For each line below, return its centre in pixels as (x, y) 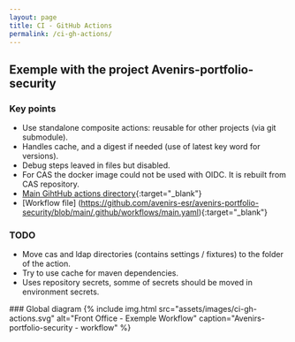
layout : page (33, 17)
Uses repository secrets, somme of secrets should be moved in (137, 283)
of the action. (46, 264)
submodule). (45, 137)
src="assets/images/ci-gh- (208, 309)
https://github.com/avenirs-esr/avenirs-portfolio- (170, 203)
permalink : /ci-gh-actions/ (61, 34)
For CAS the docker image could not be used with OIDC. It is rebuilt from (154, 175)
